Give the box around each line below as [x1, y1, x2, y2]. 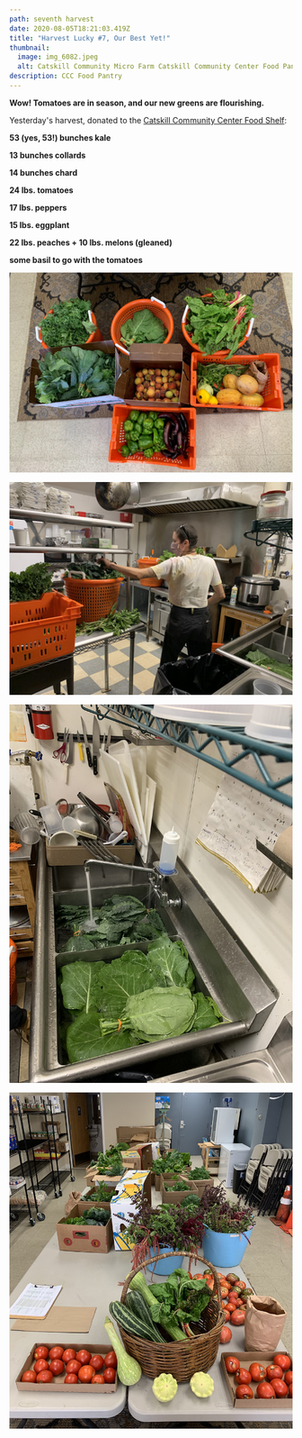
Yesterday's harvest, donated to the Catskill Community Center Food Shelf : [9, 114, 288, 125]
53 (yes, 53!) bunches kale [9, 132, 111, 143]
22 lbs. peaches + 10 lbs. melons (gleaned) [9, 237, 173, 248]
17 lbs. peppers [9, 202, 67, 213]
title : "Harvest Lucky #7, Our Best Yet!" [9, 33, 171, 42]
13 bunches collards [9, 150, 86, 160]
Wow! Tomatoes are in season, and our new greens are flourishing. [9, 97, 265, 108]
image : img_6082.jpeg [17, 52, 99, 62]
